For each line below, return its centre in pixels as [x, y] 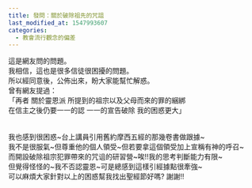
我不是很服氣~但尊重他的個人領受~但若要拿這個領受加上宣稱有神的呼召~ [126, 147]
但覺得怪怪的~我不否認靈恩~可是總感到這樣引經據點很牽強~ [105, 167]
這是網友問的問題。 [40, 61]
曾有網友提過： [32, 91]
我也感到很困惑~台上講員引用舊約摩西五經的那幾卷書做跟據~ [107, 137]
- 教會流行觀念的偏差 [46, 38]
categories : [28, 30]
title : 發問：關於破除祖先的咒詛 [56, 15]
